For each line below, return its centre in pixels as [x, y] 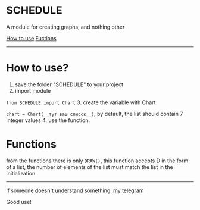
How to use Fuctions [31, 38]
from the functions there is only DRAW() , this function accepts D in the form [97, 161]
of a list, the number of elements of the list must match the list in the [90, 167]
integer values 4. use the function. [48, 120]
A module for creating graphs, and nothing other [65, 27]
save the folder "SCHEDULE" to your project [69, 84]
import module [33, 90]
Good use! [19, 202]
